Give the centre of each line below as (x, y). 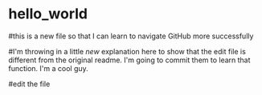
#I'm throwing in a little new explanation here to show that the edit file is (127, 51)
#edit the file (29, 84)
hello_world (48, 14)
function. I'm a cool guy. (48, 68)
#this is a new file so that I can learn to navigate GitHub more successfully (131, 36)
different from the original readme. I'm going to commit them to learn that (129, 60)
